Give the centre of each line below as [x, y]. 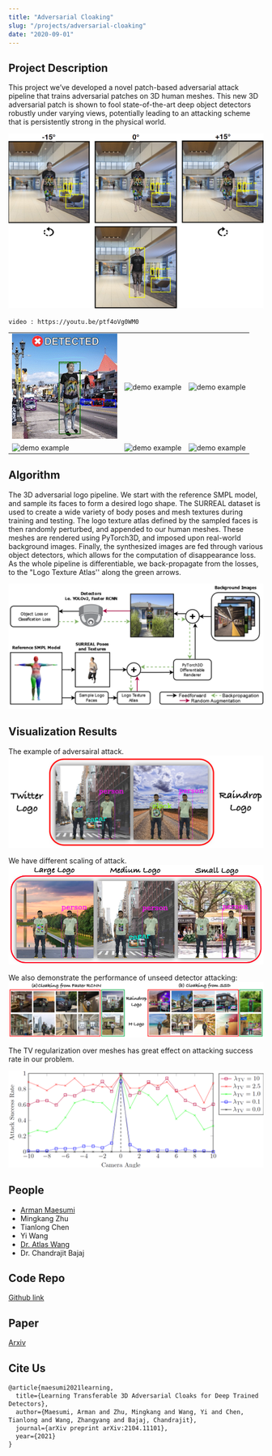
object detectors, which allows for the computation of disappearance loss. [132, 555]
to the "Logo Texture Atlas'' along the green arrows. [95, 572]
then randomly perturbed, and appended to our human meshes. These [126, 529]
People [26, 1190]
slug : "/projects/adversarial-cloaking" [78, 26]
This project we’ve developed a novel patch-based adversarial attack [123, 87]
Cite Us [27, 1368]
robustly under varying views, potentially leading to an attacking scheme [130, 113]
